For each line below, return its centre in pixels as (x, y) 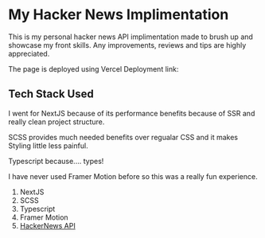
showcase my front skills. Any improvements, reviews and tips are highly (127, 45)
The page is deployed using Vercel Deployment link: (94, 68)
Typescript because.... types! (56, 161)
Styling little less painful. (49, 146)
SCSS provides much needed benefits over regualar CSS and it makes (123, 137)
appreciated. (29, 53)
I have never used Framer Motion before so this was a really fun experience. (133, 176)
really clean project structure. (57, 122)
